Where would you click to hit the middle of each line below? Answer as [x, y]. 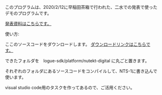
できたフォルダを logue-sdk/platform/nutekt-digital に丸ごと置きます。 [77, 61]
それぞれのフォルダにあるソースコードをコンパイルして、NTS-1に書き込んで [81, 71]
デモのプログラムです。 [28, 13]
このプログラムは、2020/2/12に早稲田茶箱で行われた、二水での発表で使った [81, 7]
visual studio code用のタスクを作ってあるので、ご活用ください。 [70, 87]
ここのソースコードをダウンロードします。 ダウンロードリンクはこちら [76, 44]
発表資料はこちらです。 [28, 24]
